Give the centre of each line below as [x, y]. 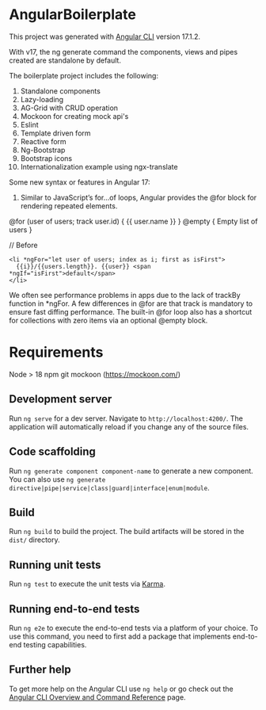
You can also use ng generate [57, 479]
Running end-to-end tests [74, 609]
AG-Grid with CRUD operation [69, 108]
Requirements [56, 352]
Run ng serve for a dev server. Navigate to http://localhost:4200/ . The [126, 418]
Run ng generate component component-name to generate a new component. [131, 471]
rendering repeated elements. [69, 206]
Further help [40, 670]
